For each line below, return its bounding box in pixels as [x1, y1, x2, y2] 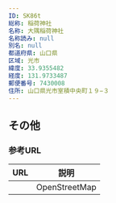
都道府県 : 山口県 [8, 49, 58, 57]
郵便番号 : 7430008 [8, 79, 66, 87]
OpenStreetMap [35, 182, 97, 193]
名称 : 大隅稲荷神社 [8, 27, 64, 35]
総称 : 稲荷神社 [8, 19, 52, 27]
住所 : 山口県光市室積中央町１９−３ [8, 86, 110, 95]
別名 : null [8, 42, 43, 50]
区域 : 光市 [8, 57, 40, 65]
